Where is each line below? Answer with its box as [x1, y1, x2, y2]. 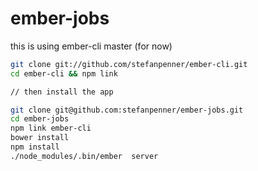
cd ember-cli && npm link [10, 68, 118, 79]
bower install [10, 133, 70, 143]
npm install [10, 142, 60, 152]
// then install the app [10, 87, 114, 97]
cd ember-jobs [10, 114, 70, 124]
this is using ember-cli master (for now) [10, 40, 173, 52]
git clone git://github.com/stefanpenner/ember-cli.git [10, 59, 248, 69]
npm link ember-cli [10, 123, 92, 134]
